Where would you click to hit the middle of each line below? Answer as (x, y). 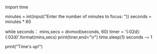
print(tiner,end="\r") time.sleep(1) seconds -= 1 (105, 37)
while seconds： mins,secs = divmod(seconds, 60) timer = (64, 32)
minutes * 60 (18, 22)
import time (17, 7)
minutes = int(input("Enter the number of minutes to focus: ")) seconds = (78, 16)
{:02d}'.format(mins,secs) (31, 37)
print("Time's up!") (24, 46)
